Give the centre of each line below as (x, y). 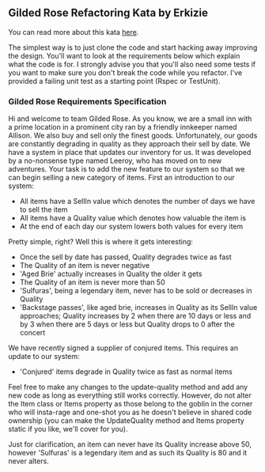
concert (32, 333)
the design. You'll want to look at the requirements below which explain (124, 55)
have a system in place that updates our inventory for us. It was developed (130, 153)
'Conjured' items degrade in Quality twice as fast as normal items (126, 372)
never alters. (28, 461)
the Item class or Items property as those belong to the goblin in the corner (131, 404)
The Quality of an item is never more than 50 (92, 282)
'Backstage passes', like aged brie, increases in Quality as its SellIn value (138, 308)
